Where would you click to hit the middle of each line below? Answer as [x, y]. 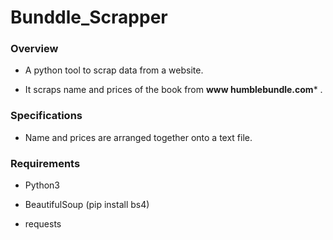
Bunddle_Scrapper [89, 17]
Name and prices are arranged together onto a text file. [138, 137]
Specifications [46, 116]
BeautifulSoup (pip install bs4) [87, 205]
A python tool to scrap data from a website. [114, 70]
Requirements [45, 163]
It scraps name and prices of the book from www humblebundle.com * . [173, 90]
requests [43, 224]
